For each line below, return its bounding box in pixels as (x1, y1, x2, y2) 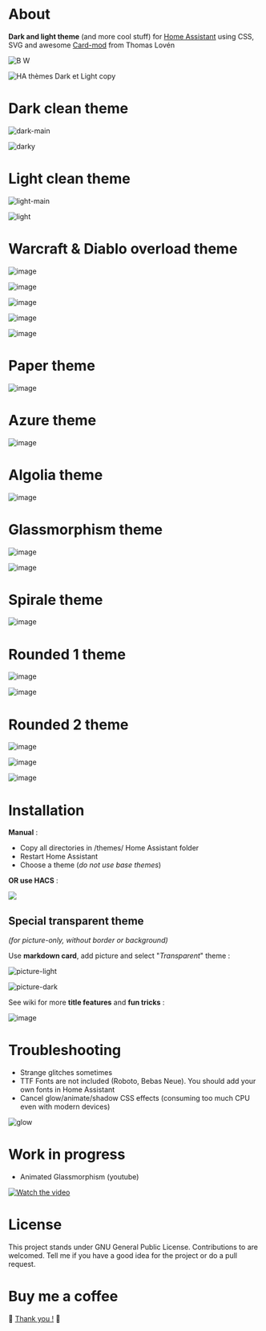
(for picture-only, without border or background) (8, 935, 168, 945)
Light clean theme (8, 170, 131, 188)
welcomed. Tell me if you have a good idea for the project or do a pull (8, 1250, 238, 1260)
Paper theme (8, 356, 96, 375)
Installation (8, 801, 85, 819)
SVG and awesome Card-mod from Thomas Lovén (8, 40, 175, 50)
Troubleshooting (8, 1041, 122, 1060)
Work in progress (8, 1146, 126, 1164)
